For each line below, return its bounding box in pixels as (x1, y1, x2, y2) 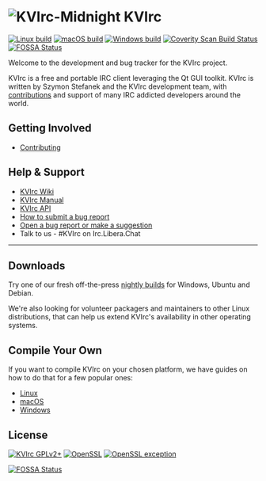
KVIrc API (19, 203, 51, 213)
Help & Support (8, 166, 85, 179)
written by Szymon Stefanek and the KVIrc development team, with (8, 82, 227, 91)
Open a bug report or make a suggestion (19, 220, 153, 230)
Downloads (8, 258, 66, 273)
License (8, 428, 48, 441)
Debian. (8, 288, 34, 298)
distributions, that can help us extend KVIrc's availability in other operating (8, 312, 251, 322)
